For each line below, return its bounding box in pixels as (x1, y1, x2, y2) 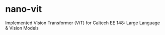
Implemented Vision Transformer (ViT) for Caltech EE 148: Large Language (5, 20, 160, 26)
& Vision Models (5, 25, 39, 31)
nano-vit (5, 3, 42, 15)
